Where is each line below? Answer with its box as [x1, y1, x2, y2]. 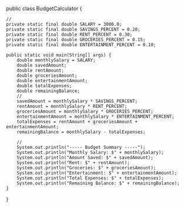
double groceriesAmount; [16, 73, 78, 79]
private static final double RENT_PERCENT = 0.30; [6, 32, 133, 37]
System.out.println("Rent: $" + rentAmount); [16, 160, 130, 166]
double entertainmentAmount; [16, 78, 88, 84]
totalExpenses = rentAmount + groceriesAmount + [16, 119, 138, 125]
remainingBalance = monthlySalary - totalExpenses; [16, 129, 146, 135]
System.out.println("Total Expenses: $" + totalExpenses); [16, 175, 164, 181]
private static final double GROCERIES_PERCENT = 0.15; [6, 37, 146, 43]
